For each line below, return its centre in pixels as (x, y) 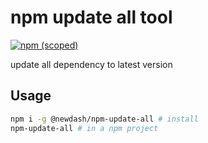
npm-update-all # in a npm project (84, 128)
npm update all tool (91, 17)
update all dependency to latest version (91, 64)
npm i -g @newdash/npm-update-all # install (104, 119)
